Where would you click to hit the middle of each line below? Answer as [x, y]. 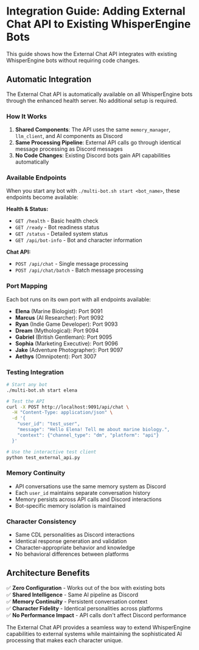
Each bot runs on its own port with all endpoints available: [79, 299]
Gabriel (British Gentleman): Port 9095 [64, 337]
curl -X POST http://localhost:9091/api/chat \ [68, 407]
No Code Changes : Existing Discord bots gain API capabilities [93, 156]
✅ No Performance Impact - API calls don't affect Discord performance [96, 615]
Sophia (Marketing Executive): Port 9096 [67, 343]
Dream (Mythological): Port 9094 [57, 330]
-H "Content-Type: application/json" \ [62, 413]
